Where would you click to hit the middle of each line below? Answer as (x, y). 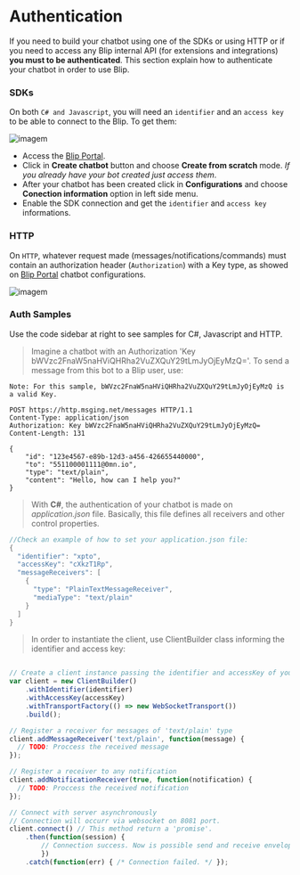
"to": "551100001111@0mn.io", (81, 464)
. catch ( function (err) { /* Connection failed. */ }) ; (127, 862)
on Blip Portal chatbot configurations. (78, 274)
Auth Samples (41, 315)
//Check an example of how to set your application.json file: (129, 540)
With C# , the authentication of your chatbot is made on (132, 504)
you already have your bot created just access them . (119, 175)
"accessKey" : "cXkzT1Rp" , (65, 564)
